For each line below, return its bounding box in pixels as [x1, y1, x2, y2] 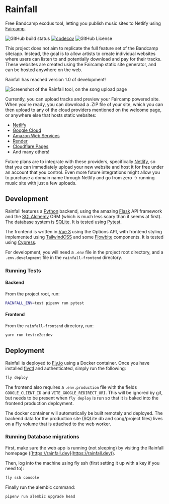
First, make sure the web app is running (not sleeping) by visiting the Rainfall [5, 444, 164, 450]
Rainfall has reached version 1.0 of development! [5, 76, 106, 82]
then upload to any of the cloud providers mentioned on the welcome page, [5, 107, 162, 113]
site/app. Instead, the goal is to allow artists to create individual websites [5, 51, 156, 57]
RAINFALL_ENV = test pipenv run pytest [5, 300, 84, 306]
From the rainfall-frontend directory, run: [5, 322, 94, 329]
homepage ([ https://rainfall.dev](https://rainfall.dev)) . [5, 450, 116, 456]
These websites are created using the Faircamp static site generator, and [5, 61, 157, 67]
